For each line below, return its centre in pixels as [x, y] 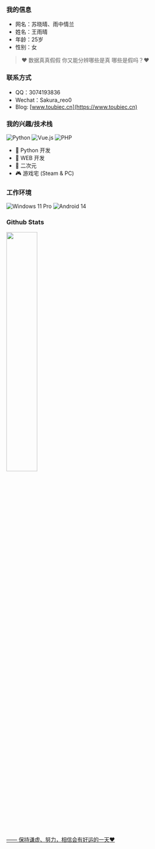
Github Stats [25, 222]
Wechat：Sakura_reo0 [43, 100]
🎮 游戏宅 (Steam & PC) [45, 173]
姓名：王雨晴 [31, 32]
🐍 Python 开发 [33, 150]
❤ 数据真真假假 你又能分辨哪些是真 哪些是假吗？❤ [85, 60]
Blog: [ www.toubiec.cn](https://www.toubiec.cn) [76, 107]
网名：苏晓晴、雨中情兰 [45, 24]
